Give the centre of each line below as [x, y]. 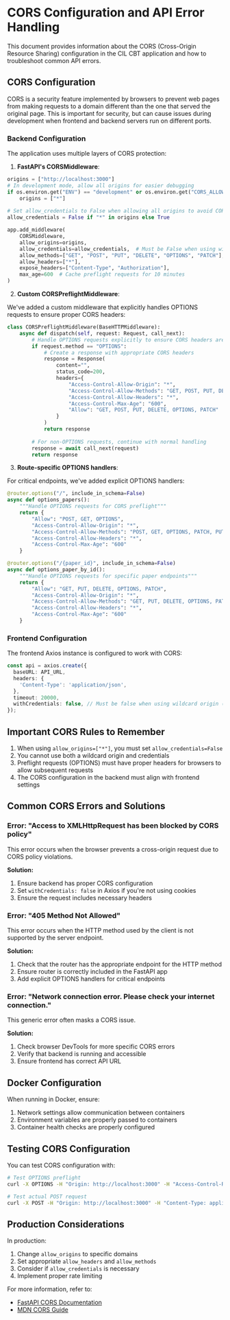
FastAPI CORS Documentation [60, 1303]
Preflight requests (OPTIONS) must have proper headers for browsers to [119, 763]
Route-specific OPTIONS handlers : [67, 468]
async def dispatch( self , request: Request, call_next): [102, 333]
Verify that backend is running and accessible [81, 1054]
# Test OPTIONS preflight [44, 1177]
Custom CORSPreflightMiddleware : [68, 294]
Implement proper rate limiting [60, 1276]
